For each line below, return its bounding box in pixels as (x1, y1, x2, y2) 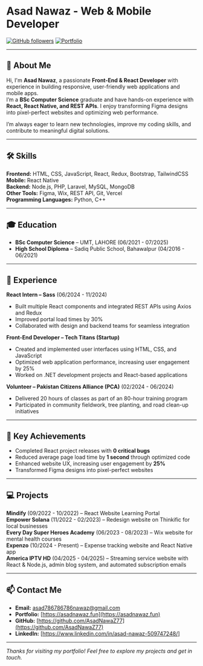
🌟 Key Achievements (6, 431, 86, 441)
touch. (6, 653, 22, 661)
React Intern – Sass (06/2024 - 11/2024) (6, 291, 108, 298)
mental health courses (6, 535, 62, 542)
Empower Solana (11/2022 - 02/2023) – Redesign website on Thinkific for (6, 516, 190, 523)
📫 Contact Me (6, 585, 62, 595)
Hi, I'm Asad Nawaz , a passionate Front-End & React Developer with (6, 76, 178, 84)
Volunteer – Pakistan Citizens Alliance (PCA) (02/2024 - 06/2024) (6, 383, 174, 390)
